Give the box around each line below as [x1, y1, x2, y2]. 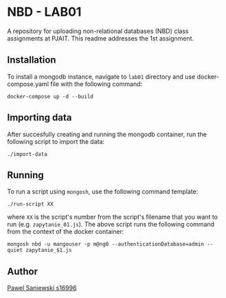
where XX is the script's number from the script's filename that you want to [7, 213, 218, 221]
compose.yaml [7, 80, 49, 88]
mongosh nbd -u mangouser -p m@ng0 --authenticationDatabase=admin [7, 241, 205, 248]
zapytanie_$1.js [25, 247, 72, 254]
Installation [7, 54, 56, 66]
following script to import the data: [7, 137, 105, 145]
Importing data [7, 111, 72, 124]
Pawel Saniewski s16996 [7, 284, 77, 292]
